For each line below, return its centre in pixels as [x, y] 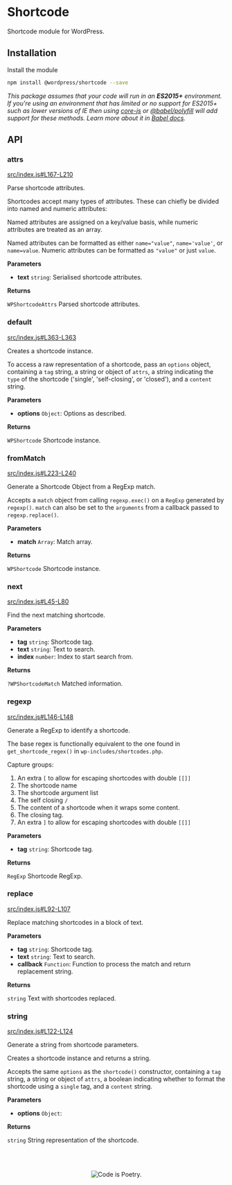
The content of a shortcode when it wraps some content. [98, 807]
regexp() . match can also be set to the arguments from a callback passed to [113, 507]
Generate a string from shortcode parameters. [73, 1045]
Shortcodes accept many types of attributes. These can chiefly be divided [113, 201]
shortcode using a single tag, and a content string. [80, 1086]
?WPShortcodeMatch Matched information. [65, 683]
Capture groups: [30, 765]
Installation [32, 53]
